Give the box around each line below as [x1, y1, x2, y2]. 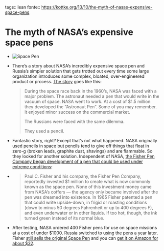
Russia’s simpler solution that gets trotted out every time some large [12, 68, 149, 74]
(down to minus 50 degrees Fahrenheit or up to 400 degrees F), [24, 204, 153, 211]
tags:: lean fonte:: [5, 4, 41, 10]
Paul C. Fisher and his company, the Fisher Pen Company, [24, 173, 141, 179]
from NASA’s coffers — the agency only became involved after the [24, 189, 158, 195]
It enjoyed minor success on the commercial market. [24, 109, 131, 115]
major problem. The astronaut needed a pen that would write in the [24, 93, 160, 99]
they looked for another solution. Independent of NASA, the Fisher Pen [12, 153, 155, 159]
